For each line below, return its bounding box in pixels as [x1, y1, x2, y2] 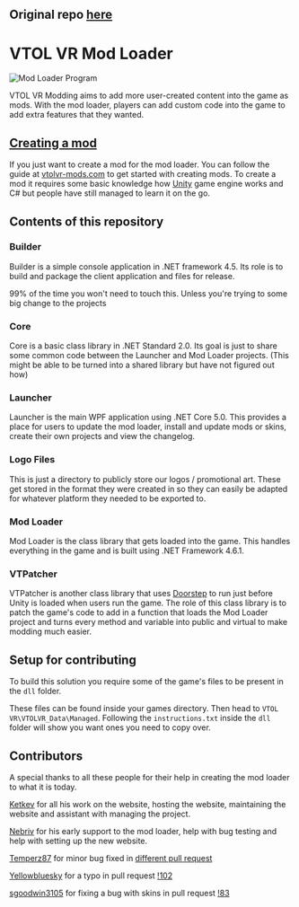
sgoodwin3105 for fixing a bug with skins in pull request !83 [9, 887, 231, 898]
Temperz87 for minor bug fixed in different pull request [9, 852, 213, 863]
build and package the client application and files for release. [9, 270, 235, 281]
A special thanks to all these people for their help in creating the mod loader [9, 771, 290, 782]
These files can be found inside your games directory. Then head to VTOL [9, 703, 279, 714]
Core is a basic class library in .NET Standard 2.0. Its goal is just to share [9, 340, 278, 351]
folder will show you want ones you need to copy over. [9, 722, 211, 733]
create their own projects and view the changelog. [9, 431, 196, 442]
